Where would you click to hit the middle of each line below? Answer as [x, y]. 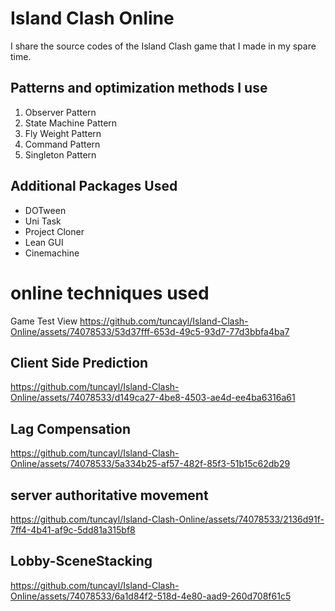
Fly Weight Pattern [63, 133]
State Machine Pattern [71, 123]
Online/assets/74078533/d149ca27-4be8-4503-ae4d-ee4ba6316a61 [153, 398]
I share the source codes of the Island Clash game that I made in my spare [163, 46]
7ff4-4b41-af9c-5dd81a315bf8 [73, 529]
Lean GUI [44, 242]
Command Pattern [62, 144]
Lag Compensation [70, 428]
